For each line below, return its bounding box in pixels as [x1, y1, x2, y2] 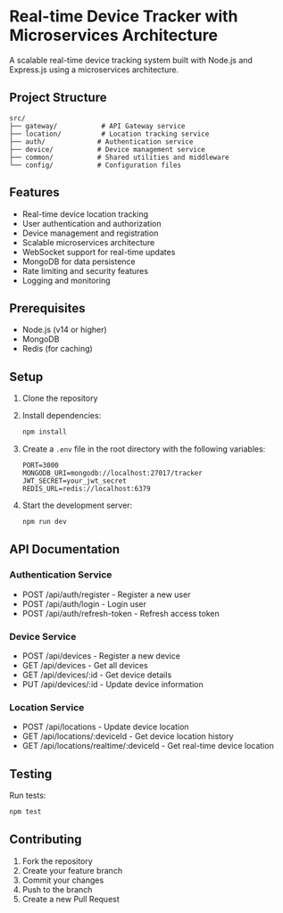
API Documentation [9, 542, 121, 557]
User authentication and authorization [21, 218, 162, 228]
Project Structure [9, 90, 107, 105]
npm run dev [21, 518, 67, 527]
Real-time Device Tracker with [9, 6, 238, 27]
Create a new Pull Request [21, 893, 121, 904]
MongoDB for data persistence [21, 256, 136, 267]
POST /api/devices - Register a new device [21, 650, 181, 661]
